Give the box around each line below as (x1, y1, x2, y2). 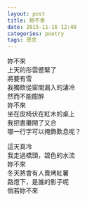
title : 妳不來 (7, 17, 46, 24)
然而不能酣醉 (7, 92, 44, 101)
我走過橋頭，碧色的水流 (7, 151, 75, 159)
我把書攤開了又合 (7, 118, 57, 127)
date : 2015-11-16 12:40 (7, 23, 77, 30)
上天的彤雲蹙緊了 (7, 66, 57, 74)
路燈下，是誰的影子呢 (7, 178, 69, 186)
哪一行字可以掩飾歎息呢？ (7, 128, 81, 136)
